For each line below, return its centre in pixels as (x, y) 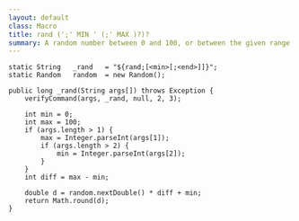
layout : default (39, 18)
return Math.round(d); (67, 201)
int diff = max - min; (67, 177)
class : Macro (33, 26)
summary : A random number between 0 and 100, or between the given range (149, 43)
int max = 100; (53, 122)
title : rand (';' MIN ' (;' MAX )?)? (79, 34)
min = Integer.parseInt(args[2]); (121, 154)
